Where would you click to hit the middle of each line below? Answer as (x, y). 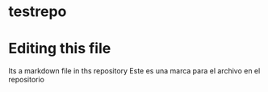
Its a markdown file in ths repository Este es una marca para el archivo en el (134, 71)
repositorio (26, 80)
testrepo (38, 12)
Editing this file (60, 49)
